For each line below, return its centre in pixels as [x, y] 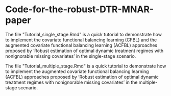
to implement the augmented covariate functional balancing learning [77, 71]
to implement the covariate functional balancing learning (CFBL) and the [81, 40]
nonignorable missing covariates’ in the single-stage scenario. [71, 56]
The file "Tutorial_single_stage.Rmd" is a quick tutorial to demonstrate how [84, 34]
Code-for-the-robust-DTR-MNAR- [80, 9]
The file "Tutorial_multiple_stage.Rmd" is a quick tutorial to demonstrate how [86, 66]
